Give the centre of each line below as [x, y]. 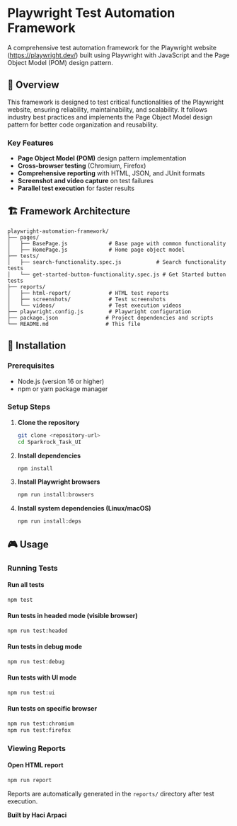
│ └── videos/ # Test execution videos [94, 306]
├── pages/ [23, 237]
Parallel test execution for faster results [76, 188]
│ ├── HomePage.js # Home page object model [96, 250]
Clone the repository [48, 422]
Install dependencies [49, 455]
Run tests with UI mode [42, 677]
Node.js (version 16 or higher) [61, 381]
